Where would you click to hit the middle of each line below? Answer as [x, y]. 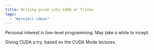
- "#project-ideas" [30, 19]
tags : [11, 14]
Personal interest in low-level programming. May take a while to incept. [77, 33]
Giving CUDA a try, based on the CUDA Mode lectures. [61, 42]
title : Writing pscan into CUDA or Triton [49, 10]
